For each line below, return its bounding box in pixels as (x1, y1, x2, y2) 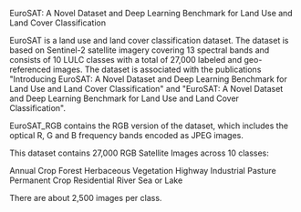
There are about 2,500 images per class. (9, 193, 162, 203)
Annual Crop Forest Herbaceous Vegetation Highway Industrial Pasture (9, 166, 276, 176)
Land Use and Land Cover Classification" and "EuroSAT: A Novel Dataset (9, 84, 284, 94)
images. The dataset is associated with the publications (53, 64, 262, 75)
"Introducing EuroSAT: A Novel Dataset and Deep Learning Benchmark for (9, 74, 287, 85)
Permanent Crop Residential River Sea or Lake (9, 175, 183, 186)
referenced (9, 64, 52, 75)
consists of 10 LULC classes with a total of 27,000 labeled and (9, 55, 243, 65)
